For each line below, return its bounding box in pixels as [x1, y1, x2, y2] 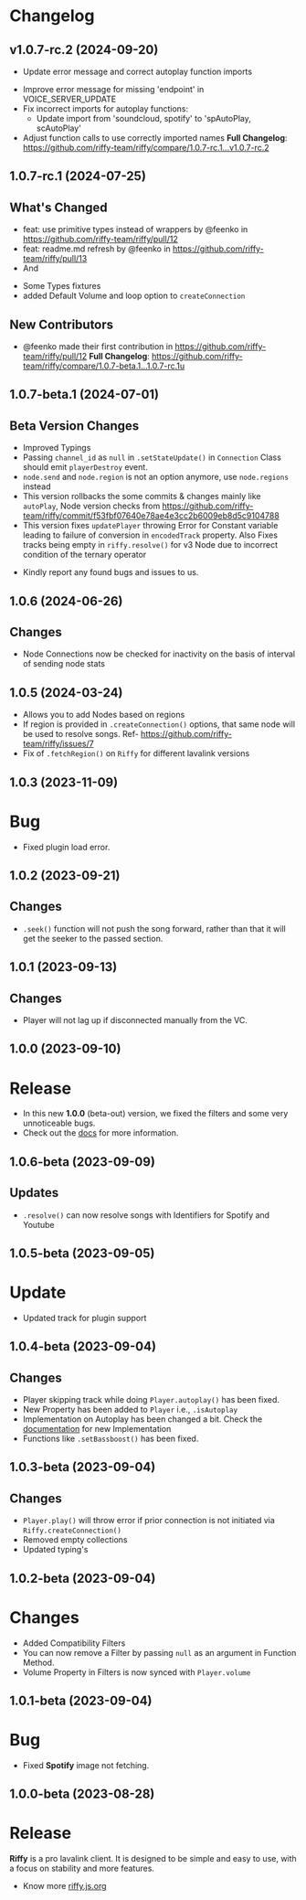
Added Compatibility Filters [22, 1638, 126, 1649]
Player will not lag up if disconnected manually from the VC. [22, 1014, 248, 1025]
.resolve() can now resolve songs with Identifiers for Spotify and [22, 1209, 270, 1221]
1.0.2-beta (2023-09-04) [9, 1570, 156, 1586]
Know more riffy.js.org [22, 1881, 107, 1892]
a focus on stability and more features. [9, 1863, 155, 1874]
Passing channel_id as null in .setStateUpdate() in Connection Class [22, 452, 281, 463]
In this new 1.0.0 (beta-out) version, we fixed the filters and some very [22, 1108, 289, 1119]
